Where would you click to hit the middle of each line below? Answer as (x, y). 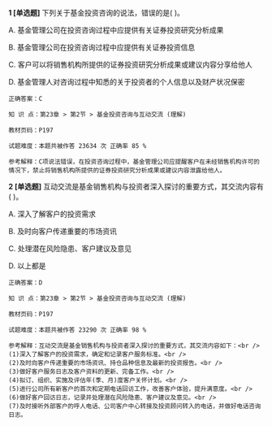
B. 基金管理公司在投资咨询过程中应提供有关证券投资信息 (102, 47)
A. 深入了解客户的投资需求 (52, 214)
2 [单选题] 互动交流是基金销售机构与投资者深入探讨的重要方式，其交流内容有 (136, 187)
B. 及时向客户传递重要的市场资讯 (63, 231)
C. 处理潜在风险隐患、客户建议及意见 (70, 248)
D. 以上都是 (27, 266)
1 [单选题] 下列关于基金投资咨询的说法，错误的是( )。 (96, 13)
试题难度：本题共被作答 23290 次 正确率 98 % (78, 330)
